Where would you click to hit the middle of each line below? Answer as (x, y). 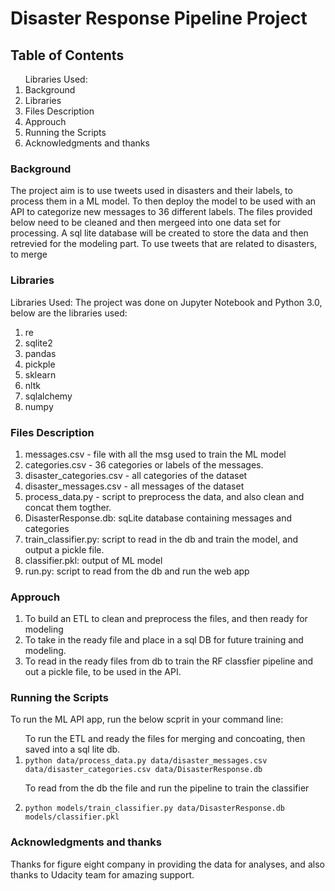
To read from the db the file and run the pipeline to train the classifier (167, 788)
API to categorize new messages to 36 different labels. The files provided (161, 212)
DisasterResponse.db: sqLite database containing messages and (158, 518)
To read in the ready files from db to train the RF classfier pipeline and (169, 661)
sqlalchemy (48, 396)
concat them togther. (68, 507)
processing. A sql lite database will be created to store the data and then (159, 233)
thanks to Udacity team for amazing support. (102, 874)
